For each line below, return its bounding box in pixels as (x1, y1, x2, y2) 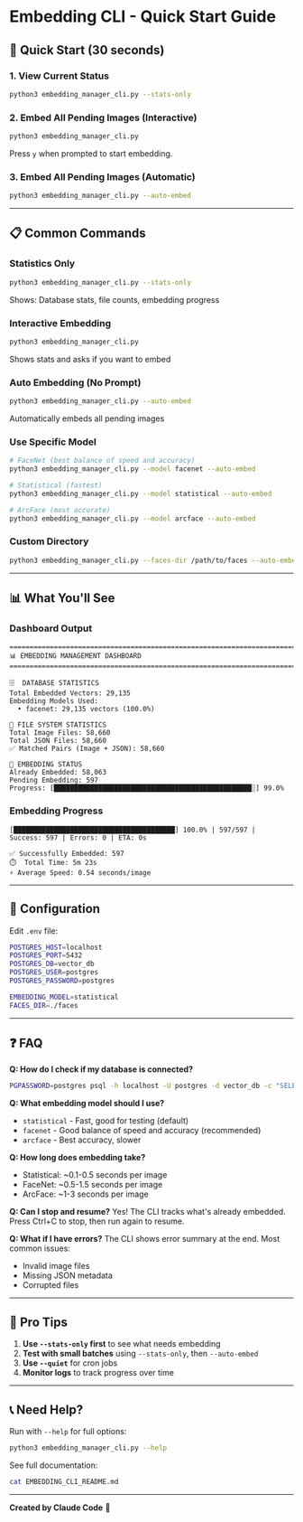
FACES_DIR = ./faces (9, 1001, 78, 1010)
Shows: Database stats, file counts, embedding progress (9, 294, 220, 305)
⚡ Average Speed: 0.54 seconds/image (9, 868, 151, 878)
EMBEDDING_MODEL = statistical (9, 992, 119, 1001)
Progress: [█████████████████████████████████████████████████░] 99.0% (9, 784, 284, 793)
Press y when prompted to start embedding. (9, 147, 173, 159)
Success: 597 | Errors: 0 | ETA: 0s (9, 833, 147, 842)
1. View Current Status (9, 70, 110, 82)
